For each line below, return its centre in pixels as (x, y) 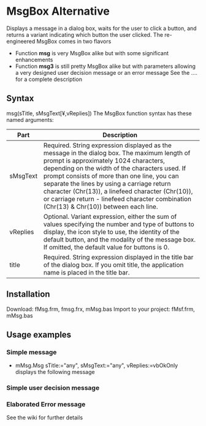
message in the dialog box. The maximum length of (117, 153)
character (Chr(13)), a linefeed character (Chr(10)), (118, 191)
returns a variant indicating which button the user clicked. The (85, 34)
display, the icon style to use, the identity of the (111, 232)
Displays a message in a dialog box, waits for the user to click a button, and (102, 28)
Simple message (32, 352)
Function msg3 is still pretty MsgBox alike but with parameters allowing (105, 66)
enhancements (34, 59)
